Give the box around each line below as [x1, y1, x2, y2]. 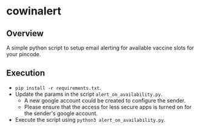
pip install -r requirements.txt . [15, 84, 101, 91]
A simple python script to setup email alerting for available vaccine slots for [6, 44, 195, 51]
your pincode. [6, 51, 41, 58]
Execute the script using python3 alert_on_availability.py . [15, 116, 165, 123]
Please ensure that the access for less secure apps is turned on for [24, 103, 192, 110]
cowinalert [6, 4, 62, 18]
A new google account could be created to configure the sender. [24, 96, 186, 104]
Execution [6, 68, 45, 78]
